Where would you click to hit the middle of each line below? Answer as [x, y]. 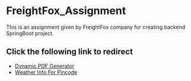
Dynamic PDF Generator [44, 66]
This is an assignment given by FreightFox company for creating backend [96, 27]
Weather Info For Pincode [46, 72]
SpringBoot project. [30, 33]
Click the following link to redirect [70, 52]
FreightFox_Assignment [66, 11]
